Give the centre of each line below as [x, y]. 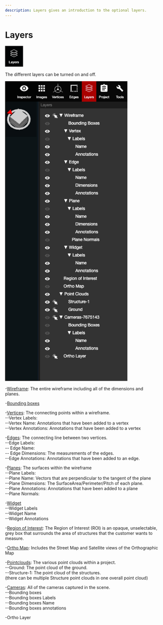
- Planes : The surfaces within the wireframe [48, 468]
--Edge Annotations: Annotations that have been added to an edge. [72, 458]
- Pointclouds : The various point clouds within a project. [61, 562]
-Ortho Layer [18, 617]
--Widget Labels [21, 508]
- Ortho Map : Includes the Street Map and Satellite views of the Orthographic [81, 548]
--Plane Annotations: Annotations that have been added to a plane [72, 488]
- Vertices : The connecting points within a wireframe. [58, 413]
